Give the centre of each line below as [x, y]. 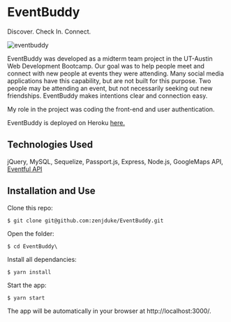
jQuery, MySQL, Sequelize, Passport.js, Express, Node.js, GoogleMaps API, [115, 161]
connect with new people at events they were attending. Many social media [116, 73]
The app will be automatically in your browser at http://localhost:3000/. [109, 311]
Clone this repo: [30, 207]
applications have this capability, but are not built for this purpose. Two [109, 80]
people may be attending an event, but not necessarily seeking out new [110, 88]
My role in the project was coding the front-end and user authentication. [111, 109]
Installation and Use [51, 191]
